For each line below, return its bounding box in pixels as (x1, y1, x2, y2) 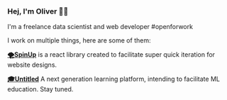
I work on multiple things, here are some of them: (7, 36, 151, 45)
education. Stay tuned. (7, 85, 74, 94)
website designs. (7, 60, 57, 70)
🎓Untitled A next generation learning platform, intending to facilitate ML (7, 74, 220, 84)
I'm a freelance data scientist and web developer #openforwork (7, 23, 194, 31)
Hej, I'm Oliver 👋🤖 (7, 6, 69, 16)
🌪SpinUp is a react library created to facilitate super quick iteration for (7, 50, 215, 59)
